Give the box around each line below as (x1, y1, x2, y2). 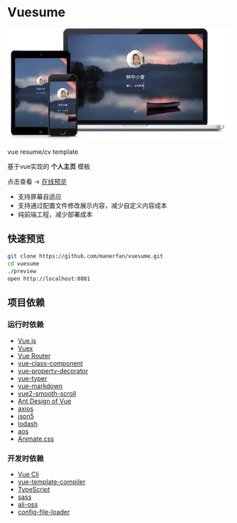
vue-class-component (17, 359, 83, 368)
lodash (17, 419, 38, 428)
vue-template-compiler (17, 477, 86, 486)
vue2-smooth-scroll (17, 389, 77, 397)
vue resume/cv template (7, 147, 79, 156)
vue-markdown (17, 381, 62, 390)
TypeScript (17, 485, 50, 493)
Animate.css (17, 434, 55, 443)
